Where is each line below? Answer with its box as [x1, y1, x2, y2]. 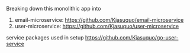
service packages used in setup [6, 34, 84, 41]
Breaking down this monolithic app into [6, 5, 101, 12]
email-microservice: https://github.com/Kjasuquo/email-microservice [14, 16, 184, 23]
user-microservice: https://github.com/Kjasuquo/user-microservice [14, 23, 179, 29]
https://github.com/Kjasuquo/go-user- [85, 34, 179, 41]
